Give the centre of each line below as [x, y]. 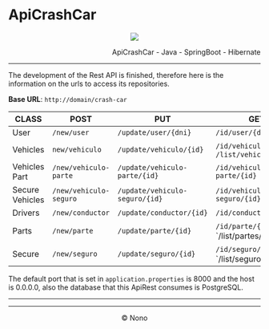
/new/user [70, 132]
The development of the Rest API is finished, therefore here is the [116, 75]
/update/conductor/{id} [163, 213]
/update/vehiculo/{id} [161, 149]
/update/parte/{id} [155, 231]
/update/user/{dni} [155, 132]
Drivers [26, 213]
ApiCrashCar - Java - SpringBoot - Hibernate [186, 52]
